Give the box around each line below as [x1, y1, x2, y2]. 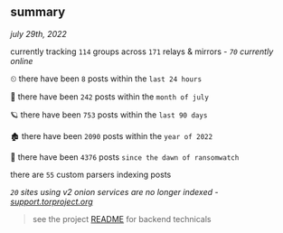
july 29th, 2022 [10, 28, 67, 39]
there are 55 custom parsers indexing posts [10, 169, 172, 180]
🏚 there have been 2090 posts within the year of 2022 [10, 130, 213, 141]
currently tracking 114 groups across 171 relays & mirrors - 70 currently [10, 46, 274, 57]
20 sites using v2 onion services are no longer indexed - [10, 186, 219, 197]
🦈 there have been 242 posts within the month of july [10, 91, 209, 102]
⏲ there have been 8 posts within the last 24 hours [10, 73, 203, 84]
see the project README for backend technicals [32, 213, 212, 224]
